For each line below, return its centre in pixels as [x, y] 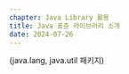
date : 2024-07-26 [41, 34]
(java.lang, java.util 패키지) [57, 61]
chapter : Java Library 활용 [59, 17]
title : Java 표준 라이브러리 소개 [64, 26]
